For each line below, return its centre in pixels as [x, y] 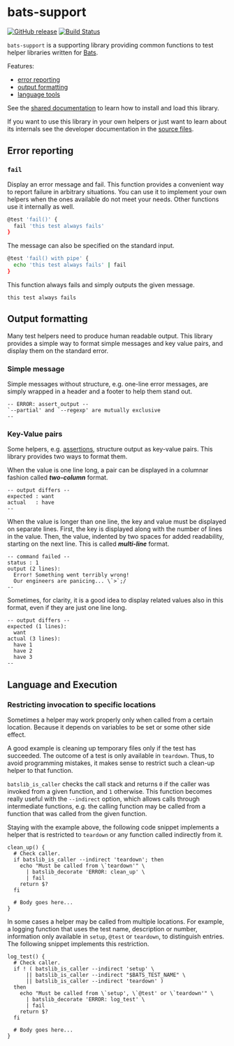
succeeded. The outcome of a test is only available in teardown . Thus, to [111, 755]
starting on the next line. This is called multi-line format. [88, 544]
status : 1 [23, 563]
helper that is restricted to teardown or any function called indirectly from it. [115, 834]
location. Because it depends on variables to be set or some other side [109, 727]
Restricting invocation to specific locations [81, 704]
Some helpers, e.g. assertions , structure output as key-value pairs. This [110, 449]
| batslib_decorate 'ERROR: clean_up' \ [85, 872]
